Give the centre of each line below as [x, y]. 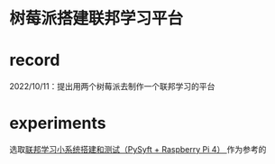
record [35, 60]
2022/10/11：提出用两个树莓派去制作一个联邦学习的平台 [112, 87]
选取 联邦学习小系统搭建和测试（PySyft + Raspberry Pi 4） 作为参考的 [138, 150]
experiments [58, 123]
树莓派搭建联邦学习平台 [96, 18]
